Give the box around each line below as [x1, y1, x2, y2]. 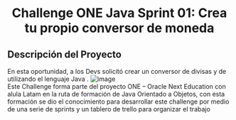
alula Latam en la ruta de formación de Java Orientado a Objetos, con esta [7, 90, 225, 98]
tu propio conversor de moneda [24, 20, 215, 36]
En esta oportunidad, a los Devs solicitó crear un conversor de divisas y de [7, 67, 227, 75]
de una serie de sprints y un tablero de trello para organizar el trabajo [7, 105, 211, 113]
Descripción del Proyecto [7, 48, 122, 60]
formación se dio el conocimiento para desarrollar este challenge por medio [7, 97, 230, 106]
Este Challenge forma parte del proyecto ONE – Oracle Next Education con [7, 82, 226, 90]
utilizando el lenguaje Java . [7, 75, 89, 83]
